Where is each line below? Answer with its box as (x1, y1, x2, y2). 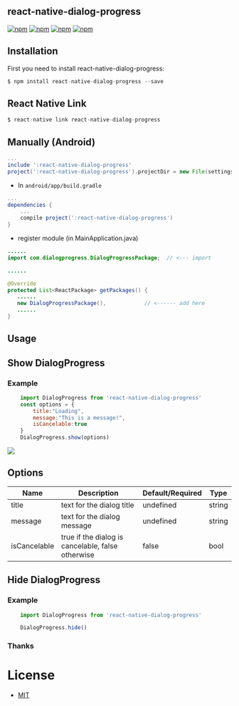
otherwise (60, 550, 95, 560)
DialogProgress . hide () (20, 624, 87, 631)
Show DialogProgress (7, 357, 105, 369)
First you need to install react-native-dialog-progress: (7, 64, 165, 73)
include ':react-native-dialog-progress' (7, 161, 132, 169)
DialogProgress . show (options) (20, 434, 110, 442)
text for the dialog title (60, 500, 134, 510)
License (7, 668, 55, 683)
